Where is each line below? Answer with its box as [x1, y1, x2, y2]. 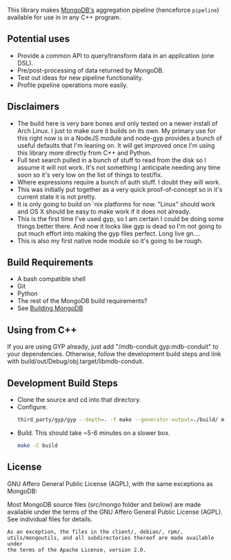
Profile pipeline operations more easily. [17, 81, 128, 89]
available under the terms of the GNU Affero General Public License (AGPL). [7, 508, 223, 516]
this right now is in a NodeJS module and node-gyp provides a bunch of [17, 134, 223, 142]
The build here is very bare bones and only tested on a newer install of [17, 119, 218, 127]
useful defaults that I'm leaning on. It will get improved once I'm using [17, 141, 215, 149]
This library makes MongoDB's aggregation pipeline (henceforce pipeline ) [7, 6, 219, 14]
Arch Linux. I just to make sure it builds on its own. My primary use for [17, 126, 216, 135]
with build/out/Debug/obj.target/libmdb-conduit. [7, 357, 144, 365]
